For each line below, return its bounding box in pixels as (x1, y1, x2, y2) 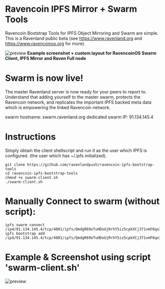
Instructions (5, 131, 56, 143)
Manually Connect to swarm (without (5, 196, 160, 207)
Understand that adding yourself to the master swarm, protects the (5, 94, 141, 100)
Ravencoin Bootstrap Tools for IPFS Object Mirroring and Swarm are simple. (5, 30, 159, 36)
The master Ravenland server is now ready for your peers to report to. (5, 88, 147, 94)
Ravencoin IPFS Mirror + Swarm (5, 3, 137, 15)
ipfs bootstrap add (5, 231, 45, 236)
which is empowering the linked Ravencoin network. (5, 104, 110, 110)
